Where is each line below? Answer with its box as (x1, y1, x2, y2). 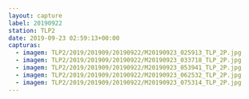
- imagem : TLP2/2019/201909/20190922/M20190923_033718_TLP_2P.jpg (15, 57, 242, 65)
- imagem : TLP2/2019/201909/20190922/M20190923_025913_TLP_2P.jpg (15, 49, 242, 57)
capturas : (8, 42, 42, 49)
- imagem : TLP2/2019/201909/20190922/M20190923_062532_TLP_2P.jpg (15, 71, 242, 79)
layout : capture (8, 11, 62, 20)
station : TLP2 (8, 26, 56, 34)
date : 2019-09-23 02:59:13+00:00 (8, 34, 120, 42)
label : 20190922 (8, 19, 62, 27)
